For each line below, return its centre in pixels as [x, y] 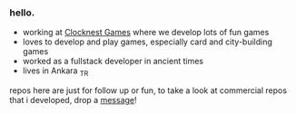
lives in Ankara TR [55, 72]
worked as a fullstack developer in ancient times [113, 62]
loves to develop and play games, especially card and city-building [147, 42]
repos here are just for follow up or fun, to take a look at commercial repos [148, 90]
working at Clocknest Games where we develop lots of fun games [146, 33]
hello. [22, 13]
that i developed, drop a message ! [74, 100]
